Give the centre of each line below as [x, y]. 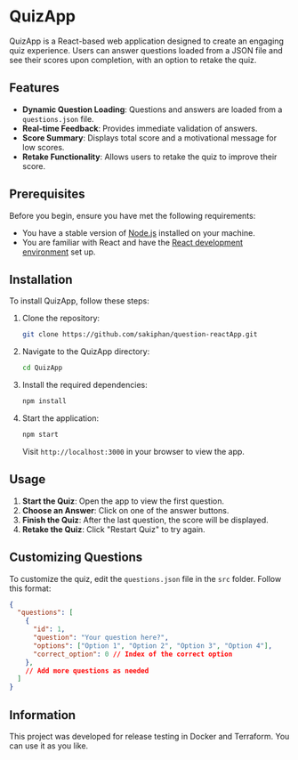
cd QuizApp [42, 368]
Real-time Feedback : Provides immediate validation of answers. [140, 128]
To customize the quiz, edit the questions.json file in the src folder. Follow [145, 578]
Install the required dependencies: [85, 385]
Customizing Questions [76, 558]
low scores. [43, 147]
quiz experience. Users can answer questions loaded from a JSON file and [146, 50]
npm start [40, 434]
